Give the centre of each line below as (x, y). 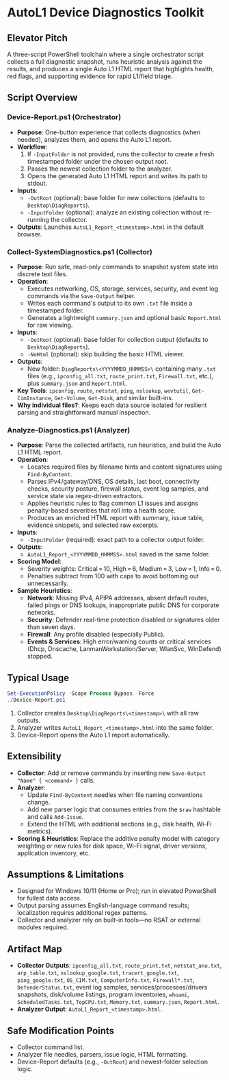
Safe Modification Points (61, 1030)
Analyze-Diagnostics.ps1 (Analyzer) (69, 430)
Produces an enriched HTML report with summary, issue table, (116, 518)
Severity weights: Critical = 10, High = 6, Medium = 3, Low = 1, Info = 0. (124, 569)
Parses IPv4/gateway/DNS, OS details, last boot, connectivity (113, 482)
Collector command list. (50, 1047)
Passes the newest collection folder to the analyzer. (100, 169)
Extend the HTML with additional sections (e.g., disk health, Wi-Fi (119, 824)
